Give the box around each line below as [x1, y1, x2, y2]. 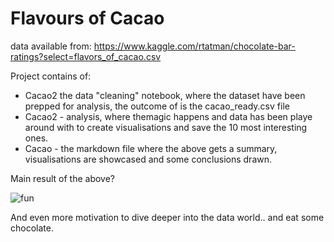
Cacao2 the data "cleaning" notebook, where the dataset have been [24, 89, 306, 101]
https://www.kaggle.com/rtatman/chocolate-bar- [93, 40, 296, 52]
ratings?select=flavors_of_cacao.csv [10, 50, 162, 62]
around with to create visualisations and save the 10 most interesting [24, 121, 308, 133]
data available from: [10, 40, 92, 52]
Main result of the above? [10, 172, 116, 184]
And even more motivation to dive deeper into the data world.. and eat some [10, 211, 325, 223]
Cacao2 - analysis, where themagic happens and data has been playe [24, 110, 313, 122]
